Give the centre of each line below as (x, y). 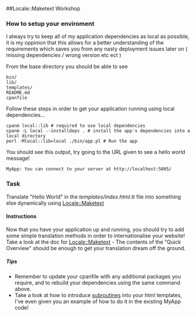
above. (23, 289)
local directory (26, 136)
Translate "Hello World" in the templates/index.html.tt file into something (94, 197)
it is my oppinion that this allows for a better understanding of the (85, 43)
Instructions (21, 216)
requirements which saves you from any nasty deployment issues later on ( (97, 49)
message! (18, 159)
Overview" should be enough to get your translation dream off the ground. (96, 248)
